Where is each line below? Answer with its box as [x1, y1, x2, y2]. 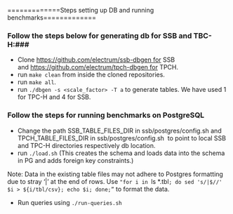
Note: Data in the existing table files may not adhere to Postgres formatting [7, 170, 223, 178]
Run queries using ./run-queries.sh [17, 198, 122, 206]
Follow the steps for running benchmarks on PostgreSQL [7, 110, 205, 120]
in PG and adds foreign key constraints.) [17, 156, 134, 164]
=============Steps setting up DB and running [7, 6, 154, 14]
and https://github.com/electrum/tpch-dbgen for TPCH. [17, 63, 179, 72]
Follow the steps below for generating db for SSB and [7, 31, 192, 41]
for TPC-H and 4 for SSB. [17, 93, 91, 101]
